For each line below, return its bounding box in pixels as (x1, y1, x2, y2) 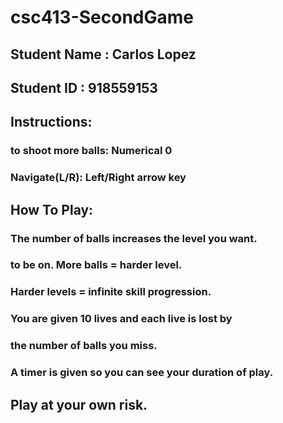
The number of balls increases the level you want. (10, 231, 258, 245)
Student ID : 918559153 (10, 79, 158, 96)
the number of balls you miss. (10, 339, 158, 353)
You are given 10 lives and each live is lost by (10, 312, 233, 326)
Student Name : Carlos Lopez (10, 46, 197, 63)
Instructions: (10, 114, 93, 131)
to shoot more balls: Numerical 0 (10, 144, 173, 158)
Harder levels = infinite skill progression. (10, 285, 212, 299)
